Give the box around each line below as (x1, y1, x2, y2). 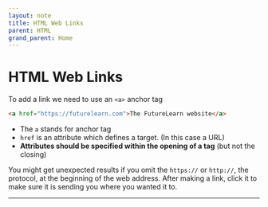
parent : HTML (8, 26, 52, 34)
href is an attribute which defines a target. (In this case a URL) (19, 133, 225, 143)
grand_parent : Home (8, 33, 73, 42)
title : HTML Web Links (8, 19, 84, 27)
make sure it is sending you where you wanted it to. (8, 182, 178, 192)
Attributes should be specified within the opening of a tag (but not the (19, 141, 255, 151)
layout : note (8, 11, 52, 20)
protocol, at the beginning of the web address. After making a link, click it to (8, 174, 258, 183)
